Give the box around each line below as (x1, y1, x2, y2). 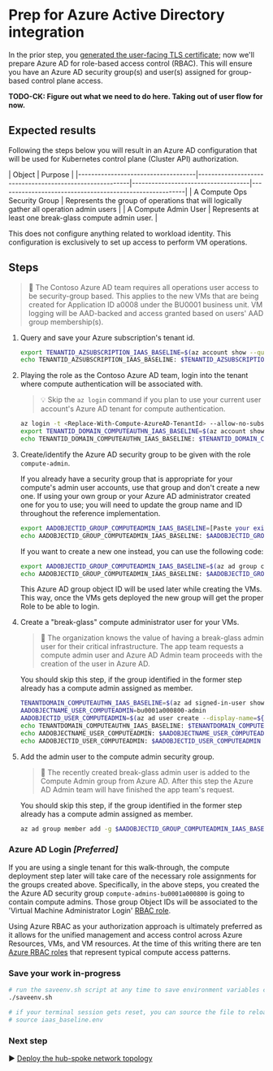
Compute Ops (200, 187, 248, 197)
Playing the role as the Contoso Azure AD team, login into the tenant (19, 371, 249, 380)
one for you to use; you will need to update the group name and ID (19, 500, 243, 509)
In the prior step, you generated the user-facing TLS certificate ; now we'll (8, 50, 254, 59)
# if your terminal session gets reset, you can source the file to (8, 1008, 245, 1017)
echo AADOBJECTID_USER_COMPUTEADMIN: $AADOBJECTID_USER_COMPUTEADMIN (19, 737, 262, 745)
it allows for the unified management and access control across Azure (8, 930, 243, 939)
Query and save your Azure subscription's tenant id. (19, 332, 195, 342)
